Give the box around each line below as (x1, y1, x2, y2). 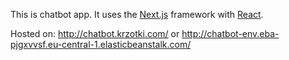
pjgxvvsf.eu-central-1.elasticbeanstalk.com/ (10, 39, 192, 50)
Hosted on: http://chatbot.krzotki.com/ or (10, 28, 180, 39)
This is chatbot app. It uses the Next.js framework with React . (10, 9, 264, 20)
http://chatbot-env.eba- (181, 28, 280, 39)
